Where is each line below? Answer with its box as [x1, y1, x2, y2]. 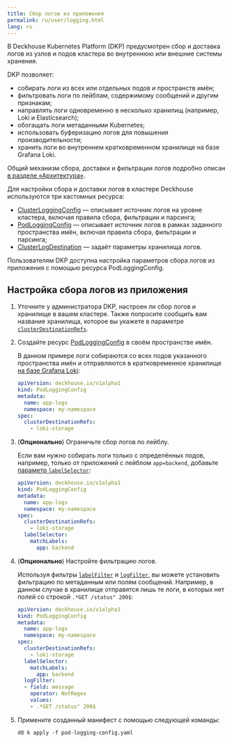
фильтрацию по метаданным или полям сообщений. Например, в [17, 577, 214, 586]
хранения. [7, 57, 38, 65]
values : [30, 697, 52, 704]
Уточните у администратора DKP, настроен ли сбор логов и [17, 302, 196, 311]
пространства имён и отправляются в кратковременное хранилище [17, 359, 222, 368]
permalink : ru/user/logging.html [7, 17, 105, 24]
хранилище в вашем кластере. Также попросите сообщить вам [17, 310, 208, 318]
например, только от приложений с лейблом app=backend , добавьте [17, 459, 219, 467]
